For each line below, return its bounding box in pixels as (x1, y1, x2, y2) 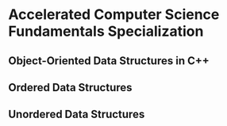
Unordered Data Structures (8, 108, 145, 121)
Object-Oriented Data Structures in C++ (8, 54, 210, 67)
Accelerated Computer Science (8, 6, 220, 24)
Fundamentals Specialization (8, 22, 204, 40)
